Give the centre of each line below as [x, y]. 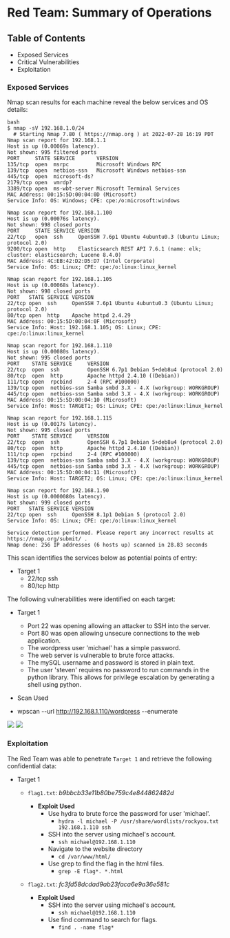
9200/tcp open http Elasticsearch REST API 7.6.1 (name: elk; [104, 249]
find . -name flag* [86, 927]
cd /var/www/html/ [85, 857]
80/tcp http [43, 586]
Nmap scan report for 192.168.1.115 [60, 418]
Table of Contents [46, 38]
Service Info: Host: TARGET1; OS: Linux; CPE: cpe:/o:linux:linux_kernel [115, 406]
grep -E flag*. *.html [91, 871]
